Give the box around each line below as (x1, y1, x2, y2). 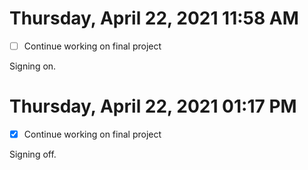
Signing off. (9, 148, 57, 160)
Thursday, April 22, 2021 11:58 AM (9, 7, 299, 30)
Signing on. (9, 60, 57, 72)
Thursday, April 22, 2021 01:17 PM (9, 95, 297, 118)
